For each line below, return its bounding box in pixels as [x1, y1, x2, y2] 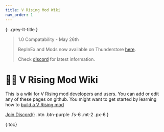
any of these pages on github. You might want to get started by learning [5, 96, 157, 102]
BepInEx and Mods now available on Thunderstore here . [17, 46, 136, 52]
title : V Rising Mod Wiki [5, 7, 60, 13]
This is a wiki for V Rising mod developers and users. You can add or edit [5, 91, 159, 97]
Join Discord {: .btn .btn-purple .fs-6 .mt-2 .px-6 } [5, 112, 109, 118]
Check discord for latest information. [17, 56, 96, 62]
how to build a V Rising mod [5, 102, 64, 108]
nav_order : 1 [5, 12, 33, 17]
